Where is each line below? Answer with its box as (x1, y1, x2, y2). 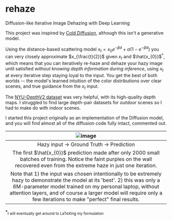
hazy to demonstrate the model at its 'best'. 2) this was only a (12, 177, 160, 184)
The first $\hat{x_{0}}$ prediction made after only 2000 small (12, 149, 160, 156)
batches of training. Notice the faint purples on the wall (20, 156, 152, 163)
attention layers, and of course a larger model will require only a (9, 189, 163, 197)
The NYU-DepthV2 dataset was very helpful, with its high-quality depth (5, 94, 156, 100)
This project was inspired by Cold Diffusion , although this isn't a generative (5, 30, 164, 36)
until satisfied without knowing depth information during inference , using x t (5, 65, 164, 73)
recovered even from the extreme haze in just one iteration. (15, 162, 157, 169)
